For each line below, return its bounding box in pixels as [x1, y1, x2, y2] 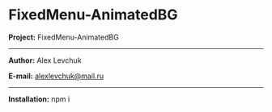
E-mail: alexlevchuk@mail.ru [8, 71, 104, 81]
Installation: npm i [8, 94, 70, 104]
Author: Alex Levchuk [8, 55, 83, 65]
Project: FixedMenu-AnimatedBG [8, 32, 119, 42]
